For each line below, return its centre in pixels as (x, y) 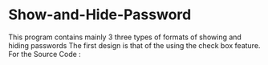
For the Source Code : (45, 54)
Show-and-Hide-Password (100, 15)
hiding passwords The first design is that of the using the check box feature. (134, 45)
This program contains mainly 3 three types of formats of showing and (125, 37)
